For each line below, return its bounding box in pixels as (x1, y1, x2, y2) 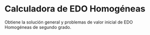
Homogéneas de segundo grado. (4, 24, 72, 30)
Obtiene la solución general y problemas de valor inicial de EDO (4, 19, 133, 25)
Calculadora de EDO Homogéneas (4, 3, 146, 14)
